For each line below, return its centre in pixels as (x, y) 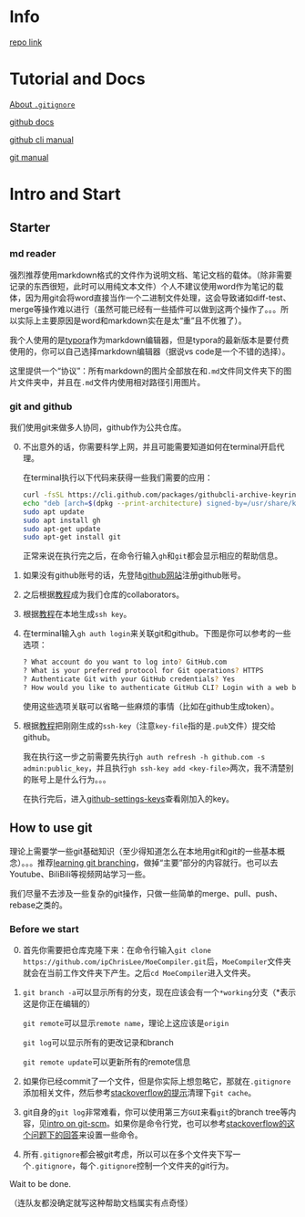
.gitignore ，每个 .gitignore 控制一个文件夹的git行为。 (132, 1165)
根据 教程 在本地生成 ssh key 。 (77, 614)
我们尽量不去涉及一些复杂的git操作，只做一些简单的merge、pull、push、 (146, 893)
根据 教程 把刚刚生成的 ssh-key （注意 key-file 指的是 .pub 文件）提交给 (149, 725)
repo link (26, 42)
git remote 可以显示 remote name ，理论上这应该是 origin (126, 1023)
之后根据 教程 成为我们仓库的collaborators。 (103, 594)
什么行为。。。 (86, 779)
